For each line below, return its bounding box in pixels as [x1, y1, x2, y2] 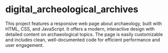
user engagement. [5, 42, 44, 48]
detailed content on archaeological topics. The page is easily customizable [5, 31, 163, 37]
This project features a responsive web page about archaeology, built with [5, 20, 162, 26]
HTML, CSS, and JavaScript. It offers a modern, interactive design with [5, 25, 155, 32]
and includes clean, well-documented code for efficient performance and [5, 37, 160, 43]
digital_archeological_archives [5, 4, 138, 15]
